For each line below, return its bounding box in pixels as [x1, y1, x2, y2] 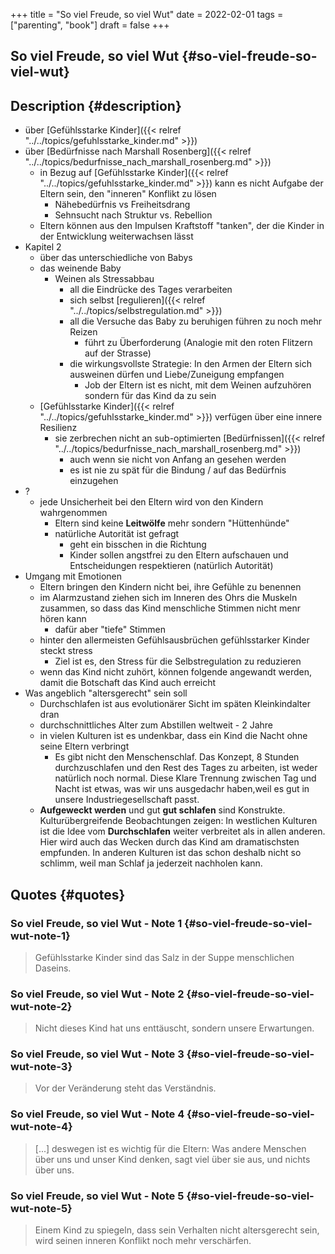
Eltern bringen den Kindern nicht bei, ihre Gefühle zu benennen [39, 581, 302, 593]
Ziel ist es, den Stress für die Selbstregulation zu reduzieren [54, 655, 302, 668]
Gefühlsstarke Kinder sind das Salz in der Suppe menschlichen [34, 951, 295, 963]
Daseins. [34, 962, 72, 974]
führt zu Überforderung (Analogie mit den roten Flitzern [84, 337, 313, 349]
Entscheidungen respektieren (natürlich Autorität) [69, 560, 274, 572]
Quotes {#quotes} [10, 886, 126, 903]
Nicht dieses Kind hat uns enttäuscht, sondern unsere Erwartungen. [34, 1022, 315, 1034]
